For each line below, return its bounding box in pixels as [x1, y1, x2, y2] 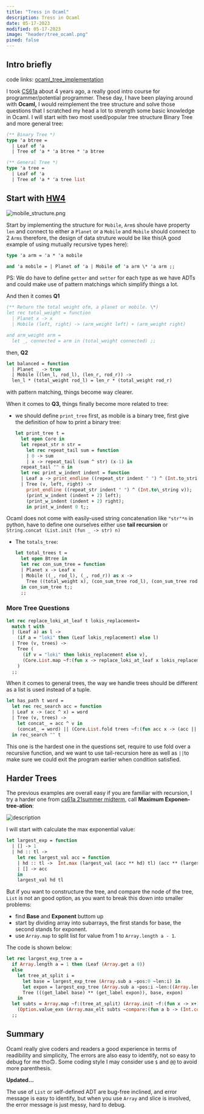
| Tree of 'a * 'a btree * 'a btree [12, 148, 104, 155]
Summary [6, 1029, 44, 1039]
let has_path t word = [6, 698, 64, 704]
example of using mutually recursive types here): [6, 241, 129, 248]
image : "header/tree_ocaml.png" [6, 32, 88, 38]
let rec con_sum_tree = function [21, 562, 106, 568]
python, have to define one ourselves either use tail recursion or [6, 521, 168, 529]
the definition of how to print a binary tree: [15, 419, 121, 426]
